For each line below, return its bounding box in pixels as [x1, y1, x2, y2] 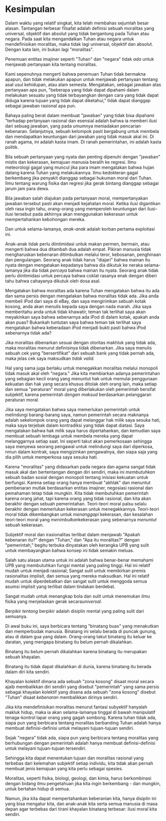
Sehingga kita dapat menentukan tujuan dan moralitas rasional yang [5, 755, 144, 761]
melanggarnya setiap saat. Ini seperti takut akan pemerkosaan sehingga [5, 438, 152, 444]
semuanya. [5, 613, 28, 619]
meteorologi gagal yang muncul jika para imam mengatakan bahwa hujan [5, 164, 155, 170]
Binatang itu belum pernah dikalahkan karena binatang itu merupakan [5, 648, 147, 654]
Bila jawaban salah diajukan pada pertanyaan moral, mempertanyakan [5, 195, 148, 201]
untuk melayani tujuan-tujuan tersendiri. [5, 745, 87, 751]
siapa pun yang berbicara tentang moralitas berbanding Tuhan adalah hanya [5, 719, 161, 725]
